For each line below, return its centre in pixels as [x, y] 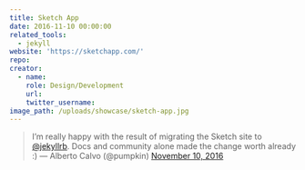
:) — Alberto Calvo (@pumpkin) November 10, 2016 [127, 156]
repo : [20, 60]
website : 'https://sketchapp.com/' [77, 52]
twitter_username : [61, 102]
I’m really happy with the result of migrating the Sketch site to [147, 136]
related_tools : [38, 35]
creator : [26, 69]
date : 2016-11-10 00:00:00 [61, 26]
